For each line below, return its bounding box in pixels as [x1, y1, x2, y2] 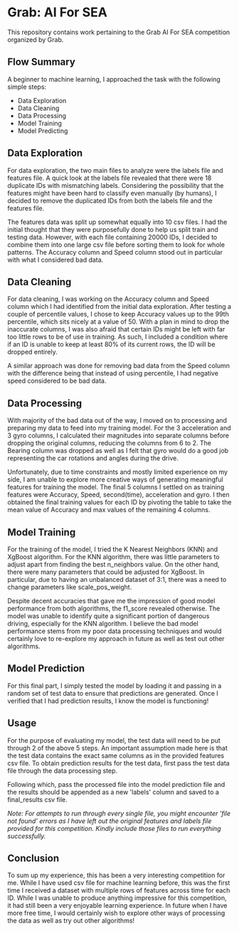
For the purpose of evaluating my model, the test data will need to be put [7, 736, 221, 744]
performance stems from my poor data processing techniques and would [7, 627, 222, 635]
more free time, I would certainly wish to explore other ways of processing [7, 909, 225, 918]
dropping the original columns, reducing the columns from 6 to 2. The [7, 439, 212, 448]
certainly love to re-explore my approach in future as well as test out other [7, 635, 225, 642]
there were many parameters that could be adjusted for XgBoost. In [7, 568, 205, 576]
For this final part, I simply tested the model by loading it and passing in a [7, 681, 222, 690]
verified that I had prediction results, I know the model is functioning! [7, 697, 209, 705]
